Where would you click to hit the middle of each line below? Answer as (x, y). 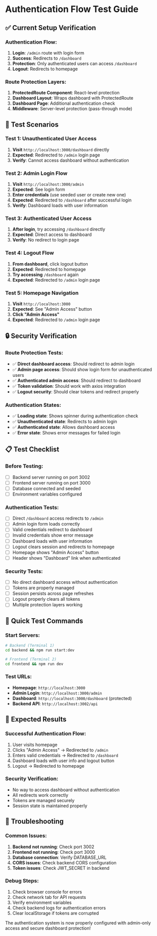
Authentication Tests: (32, 507)
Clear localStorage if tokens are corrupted (56, 913)
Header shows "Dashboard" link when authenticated (66, 558)
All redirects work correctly (40, 795)
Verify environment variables (42, 902)
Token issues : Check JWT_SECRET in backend (61, 868)
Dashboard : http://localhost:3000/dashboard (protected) (72, 698)
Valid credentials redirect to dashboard (52, 530)
